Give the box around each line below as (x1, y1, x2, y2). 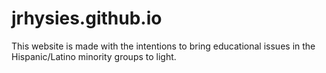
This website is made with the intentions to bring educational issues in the (11, 40, 316, 52)
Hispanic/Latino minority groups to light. (11, 50, 177, 62)
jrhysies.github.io (11, 7, 163, 30)
